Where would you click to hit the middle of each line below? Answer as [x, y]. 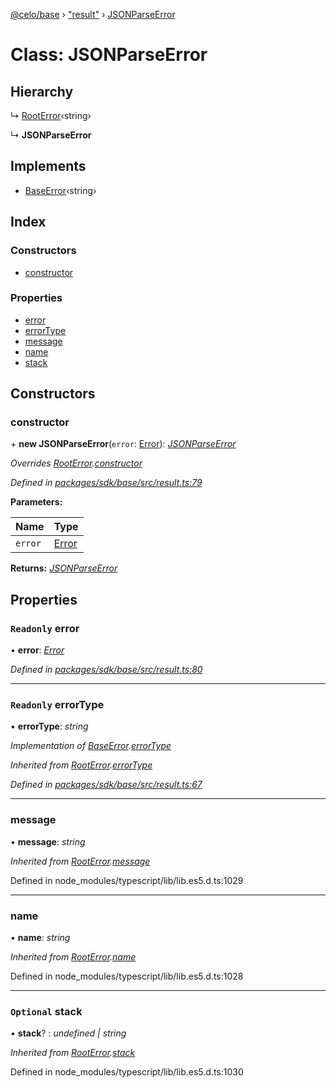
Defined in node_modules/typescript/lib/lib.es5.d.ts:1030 [127, 1072]
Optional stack [46, 1011]
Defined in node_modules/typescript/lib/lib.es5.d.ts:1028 [127, 976]
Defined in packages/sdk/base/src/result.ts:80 [106, 670]
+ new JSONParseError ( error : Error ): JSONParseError [123, 444]
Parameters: [36, 502]
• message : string [48, 841]
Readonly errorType [57, 705]
